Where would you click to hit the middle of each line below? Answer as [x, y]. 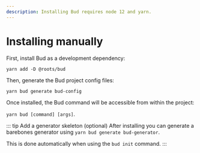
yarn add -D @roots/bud [36, 69]
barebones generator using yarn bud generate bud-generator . [83, 132]
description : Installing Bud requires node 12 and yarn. [79, 12]
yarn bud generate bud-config [44, 91]
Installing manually [55, 41]
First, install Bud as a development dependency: [66, 58]
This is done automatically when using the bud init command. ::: [86, 143]
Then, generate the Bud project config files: [60, 80]
